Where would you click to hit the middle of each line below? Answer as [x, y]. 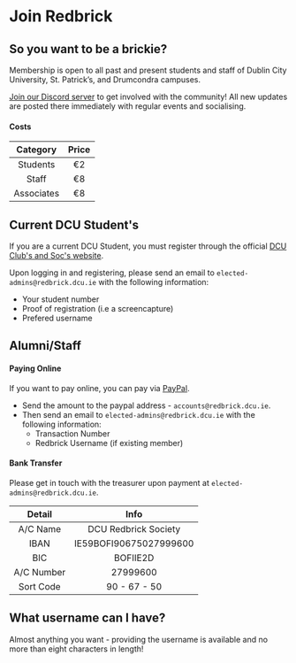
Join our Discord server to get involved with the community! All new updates [148, 96]
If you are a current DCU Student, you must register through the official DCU [148, 246]
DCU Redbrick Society [134, 528]
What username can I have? [87, 618]
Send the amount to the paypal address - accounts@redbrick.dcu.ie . [146, 405]
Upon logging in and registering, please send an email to [112, 273]
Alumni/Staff [46, 346]
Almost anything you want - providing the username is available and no [138, 639]
